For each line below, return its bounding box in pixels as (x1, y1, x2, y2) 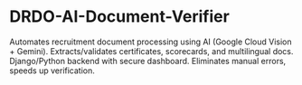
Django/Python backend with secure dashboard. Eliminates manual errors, (9, 55, 287, 66)
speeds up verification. (9, 65, 95, 76)
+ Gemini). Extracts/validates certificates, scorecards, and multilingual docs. (9, 45, 294, 56)
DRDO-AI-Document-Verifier (9, 6, 231, 27)
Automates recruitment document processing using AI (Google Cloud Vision (9, 36, 292, 47)
